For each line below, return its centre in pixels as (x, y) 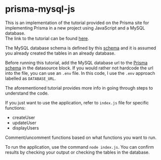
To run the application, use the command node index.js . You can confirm (80, 147)
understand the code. (27, 93)
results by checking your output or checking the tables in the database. (78, 152)
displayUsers (26, 128)
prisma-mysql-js (40, 9)
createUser (24, 117)
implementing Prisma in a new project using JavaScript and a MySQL (75, 28)
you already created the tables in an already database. (60, 53)
